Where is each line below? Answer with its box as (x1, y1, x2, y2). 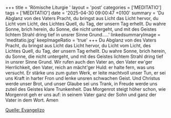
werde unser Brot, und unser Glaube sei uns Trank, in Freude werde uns (5, 81, 158, 87)
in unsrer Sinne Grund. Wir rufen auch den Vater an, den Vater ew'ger (5, 59, 153, 65)
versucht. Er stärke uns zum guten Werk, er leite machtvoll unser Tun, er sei (5, 70, 166, 76)
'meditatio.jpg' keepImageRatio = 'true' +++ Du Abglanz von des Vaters (5, 37, 157, 43)
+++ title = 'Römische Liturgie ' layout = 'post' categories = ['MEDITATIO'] (5, 5, 162, 10)
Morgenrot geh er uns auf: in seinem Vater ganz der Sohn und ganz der (5, 92, 157, 97)
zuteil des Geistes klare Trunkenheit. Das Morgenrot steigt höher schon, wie (5, 86, 166, 92)
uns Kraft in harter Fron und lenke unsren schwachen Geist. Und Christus (5, 75, 160, 81)
